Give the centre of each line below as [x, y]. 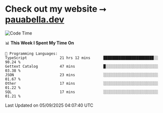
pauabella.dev [35, 20]
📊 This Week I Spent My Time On [40, 43]
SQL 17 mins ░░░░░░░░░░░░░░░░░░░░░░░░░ [82, 92]
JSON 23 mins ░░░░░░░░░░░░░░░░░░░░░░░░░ [82, 75]
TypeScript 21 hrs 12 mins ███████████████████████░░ [82, 58]
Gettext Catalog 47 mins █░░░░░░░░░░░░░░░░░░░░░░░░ [82, 66]
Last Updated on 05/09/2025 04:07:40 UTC [49, 105]
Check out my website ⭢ [56, 9]
